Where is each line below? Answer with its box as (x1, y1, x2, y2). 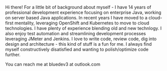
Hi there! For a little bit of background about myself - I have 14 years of (5, 4, 151, 10)
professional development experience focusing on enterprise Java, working (5, 9, 161, 15)
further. (5, 52, 21, 58)
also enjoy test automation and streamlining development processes (5, 31, 146, 36)
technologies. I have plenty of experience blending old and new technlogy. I (5, 25, 162, 31)
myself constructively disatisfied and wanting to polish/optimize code (5, 47, 149, 52)
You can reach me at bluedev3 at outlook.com (5, 62, 100, 67)
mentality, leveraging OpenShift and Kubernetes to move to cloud (14, 20, 149, 26)
